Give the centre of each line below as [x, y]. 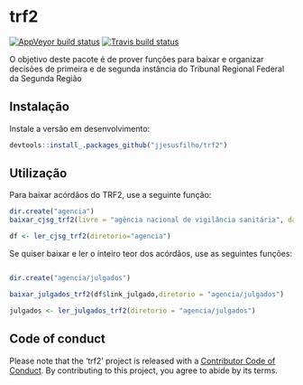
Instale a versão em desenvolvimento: [80, 128]
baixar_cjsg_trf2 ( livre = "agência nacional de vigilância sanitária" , [147, 220]
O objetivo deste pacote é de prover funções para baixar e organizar [137, 59]
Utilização [38, 174]
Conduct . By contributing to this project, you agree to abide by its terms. [143, 370]
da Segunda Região [46, 78]
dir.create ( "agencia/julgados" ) [70, 278]
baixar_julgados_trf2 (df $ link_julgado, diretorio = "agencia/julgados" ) [147, 294]
